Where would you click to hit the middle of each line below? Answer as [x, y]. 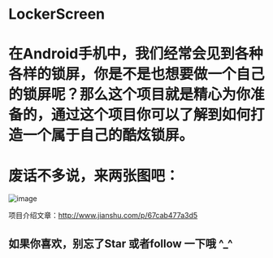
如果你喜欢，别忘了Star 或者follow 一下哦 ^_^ [121, 244]
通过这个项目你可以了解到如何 [151, 115]
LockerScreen [57, 14]
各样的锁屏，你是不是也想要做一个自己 [137, 74]
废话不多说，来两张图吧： [94, 175]
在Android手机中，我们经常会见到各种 [136, 54]
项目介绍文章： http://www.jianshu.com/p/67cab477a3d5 [103, 216]
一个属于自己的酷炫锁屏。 [108, 136]
